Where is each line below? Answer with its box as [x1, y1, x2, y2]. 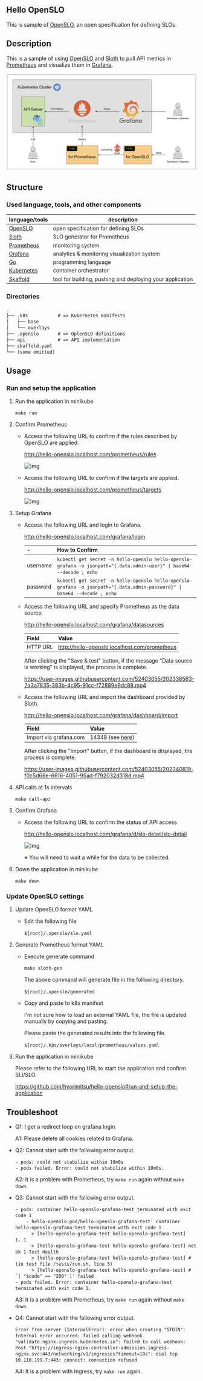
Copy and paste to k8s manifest [24, 999, 104, 1007]
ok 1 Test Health [14, 1249, 59, 1255]
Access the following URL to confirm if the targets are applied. [24, 474, 179, 481]
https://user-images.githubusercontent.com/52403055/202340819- [24, 765, 194, 772]
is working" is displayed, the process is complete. [24, 663, 148, 670]
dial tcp [156, 1351, 178, 1357]
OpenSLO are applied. [24, 439, 80, 446]
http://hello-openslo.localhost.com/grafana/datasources [24, 621, 164, 629]
